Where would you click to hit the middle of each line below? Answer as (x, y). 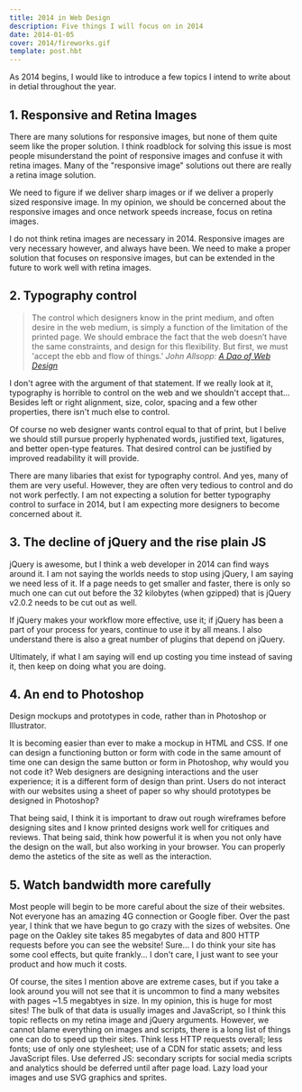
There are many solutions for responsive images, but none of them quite (143, 136)
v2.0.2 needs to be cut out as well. (73, 602)
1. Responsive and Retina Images (103, 115)
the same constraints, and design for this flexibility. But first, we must (160, 346)
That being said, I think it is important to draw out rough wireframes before (148, 819)
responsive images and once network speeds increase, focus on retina (141, 211)
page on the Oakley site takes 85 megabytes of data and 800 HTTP (134, 936)
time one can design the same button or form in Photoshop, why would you (149, 763)
